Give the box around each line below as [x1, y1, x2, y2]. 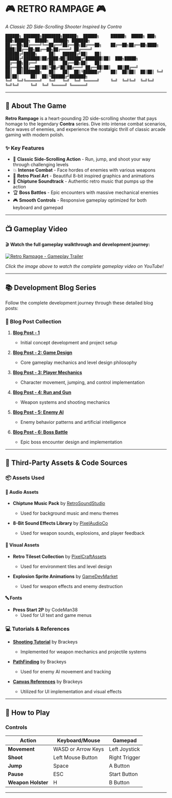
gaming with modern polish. [5, 131, 64, 138]
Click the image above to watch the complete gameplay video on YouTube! [5, 263, 164, 269]
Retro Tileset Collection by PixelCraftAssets [12, 553, 106, 559]
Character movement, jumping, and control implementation [20, 379, 145, 385]
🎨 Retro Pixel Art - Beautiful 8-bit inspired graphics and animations [12, 173, 155, 179]
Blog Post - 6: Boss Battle [12, 429, 68, 435]
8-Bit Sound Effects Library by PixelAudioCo [12, 520, 109, 527]
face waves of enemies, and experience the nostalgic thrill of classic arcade [5, 126, 166, 132]
